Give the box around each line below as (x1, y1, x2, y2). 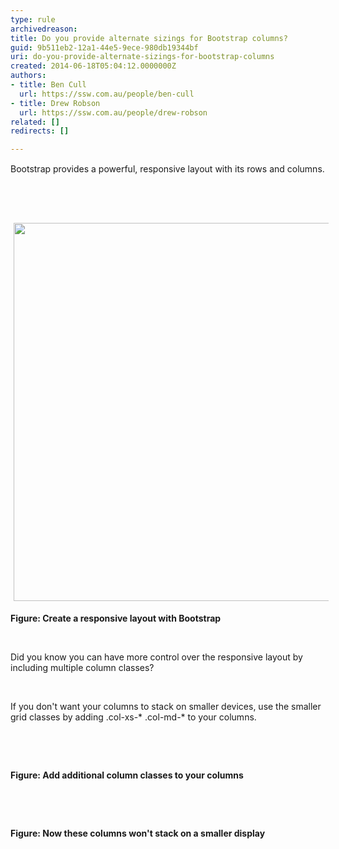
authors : (10, 71, 47, 81)
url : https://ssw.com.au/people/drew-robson (19, 107, 208, 118)
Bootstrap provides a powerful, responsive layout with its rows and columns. (10, 163, 325, 175)
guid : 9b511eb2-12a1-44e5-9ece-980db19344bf (10, 42, 199, 53)
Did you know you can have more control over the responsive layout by (10, 651, 303, 663)
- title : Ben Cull (10, 80, 87, 90)
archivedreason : (10, 24, 78, 34)
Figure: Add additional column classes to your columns (10, 769, 244, 781)
